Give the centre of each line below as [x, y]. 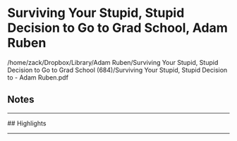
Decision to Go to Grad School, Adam [117, 28]
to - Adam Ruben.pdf [38, 77]
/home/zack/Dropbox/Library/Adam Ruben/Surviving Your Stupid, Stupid [113, 62]
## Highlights [27, 123]
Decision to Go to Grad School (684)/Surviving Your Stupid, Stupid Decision [117, 70]
